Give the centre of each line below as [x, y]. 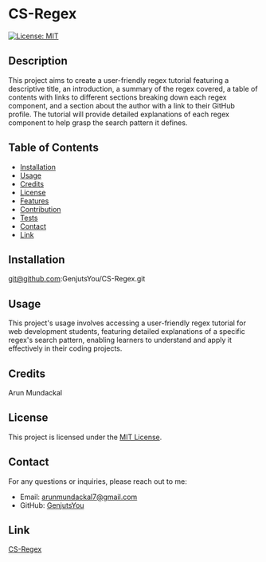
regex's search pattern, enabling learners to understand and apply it [120, 340]
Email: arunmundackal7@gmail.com [78, 497]
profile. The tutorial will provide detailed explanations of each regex [119, 114]
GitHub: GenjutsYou [52, 505]
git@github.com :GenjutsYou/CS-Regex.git [77, 279]
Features [34, 201]
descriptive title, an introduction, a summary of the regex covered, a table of [133, 88]
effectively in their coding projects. [65, 348]
